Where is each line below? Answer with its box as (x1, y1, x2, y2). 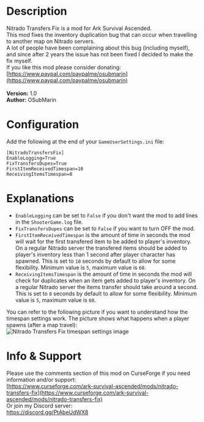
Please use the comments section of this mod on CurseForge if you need (6, 369, 191, 377)
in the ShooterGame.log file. (15, 218, 83, 225)
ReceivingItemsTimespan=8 (6, 171, 72, 177)
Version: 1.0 (6, 89, 37, 97)
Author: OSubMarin (6, 96, 57, 104)
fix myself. (6, 57, 32, 64)
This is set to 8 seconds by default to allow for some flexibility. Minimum (15, 290, 197, 297)
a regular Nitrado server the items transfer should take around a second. (15, 283, 198, 290)
